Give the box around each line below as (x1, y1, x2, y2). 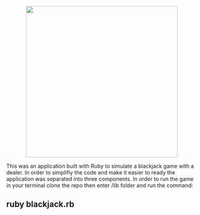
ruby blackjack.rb (6, 199, 75, 210)
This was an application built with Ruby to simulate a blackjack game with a (6, 162, 194, 170)
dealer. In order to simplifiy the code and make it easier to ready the (6, 169, 176, 176)
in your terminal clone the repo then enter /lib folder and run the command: (6, 182, 193, 189)
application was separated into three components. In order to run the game (6, 176, 194, 182)
